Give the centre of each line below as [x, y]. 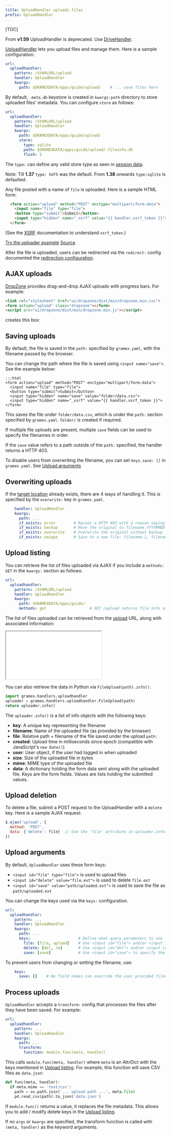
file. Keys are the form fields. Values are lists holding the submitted [83, 774]
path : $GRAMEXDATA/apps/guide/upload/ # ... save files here [88, 87]
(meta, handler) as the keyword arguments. [52, 1127]
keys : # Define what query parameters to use [91, 938]
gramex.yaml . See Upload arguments [43, 466]
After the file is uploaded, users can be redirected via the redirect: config [83, 252]
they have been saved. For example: [43, 1010]
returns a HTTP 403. [27, 451]
